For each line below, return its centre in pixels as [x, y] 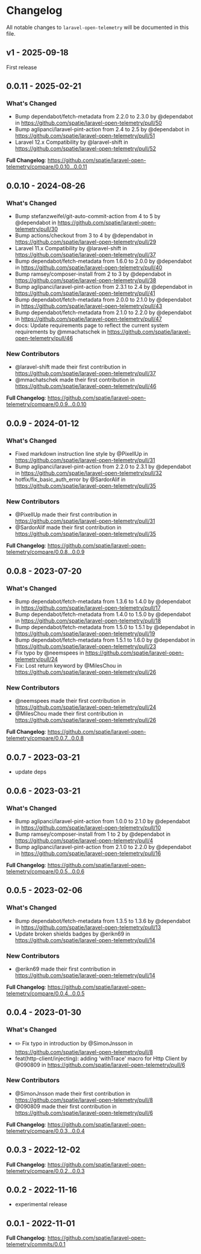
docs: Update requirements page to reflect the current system [92, 325]
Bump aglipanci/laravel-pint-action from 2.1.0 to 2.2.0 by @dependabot [103, 847]
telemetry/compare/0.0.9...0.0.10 [46, 404]
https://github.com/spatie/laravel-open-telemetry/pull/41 [85, 293]
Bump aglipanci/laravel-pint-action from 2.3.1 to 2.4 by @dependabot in [104, 287]
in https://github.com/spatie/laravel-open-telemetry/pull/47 [88, 319]
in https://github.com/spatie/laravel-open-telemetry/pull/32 [88, 473]
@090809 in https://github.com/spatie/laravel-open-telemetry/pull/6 [100, 1065]
